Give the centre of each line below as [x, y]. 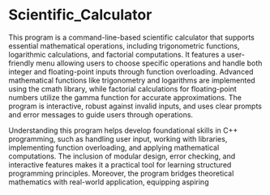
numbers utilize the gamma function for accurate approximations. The [125, 97]
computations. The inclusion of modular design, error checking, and [122, 156]
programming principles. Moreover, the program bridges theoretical [121, 173]
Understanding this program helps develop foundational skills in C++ [123, 130]
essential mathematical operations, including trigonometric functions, [124, 45]
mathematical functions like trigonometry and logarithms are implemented [132, 80]
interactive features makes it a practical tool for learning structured [120, 164]
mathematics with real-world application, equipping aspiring [109, 182]
